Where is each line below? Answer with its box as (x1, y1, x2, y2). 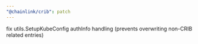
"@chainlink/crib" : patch (6, 8, 70, 15)
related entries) (6, 31, 44, 39)
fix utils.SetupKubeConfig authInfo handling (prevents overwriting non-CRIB (6, 25, 193, 32)
